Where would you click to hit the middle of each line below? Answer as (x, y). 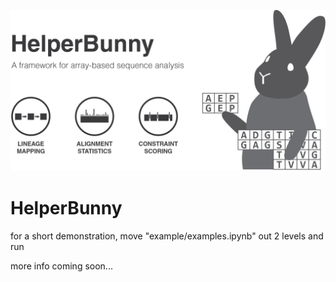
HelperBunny (66, 208)
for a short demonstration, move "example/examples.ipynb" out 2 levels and (167, 236)
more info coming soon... (61, 266)
